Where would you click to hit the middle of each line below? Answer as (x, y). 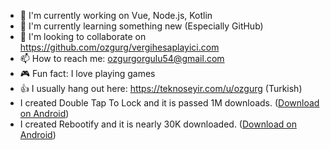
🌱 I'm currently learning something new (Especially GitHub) (141, 26)
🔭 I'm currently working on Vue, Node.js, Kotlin (116, 15)
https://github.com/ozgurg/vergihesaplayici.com (119, 47)
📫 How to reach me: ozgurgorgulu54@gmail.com (122, 58)
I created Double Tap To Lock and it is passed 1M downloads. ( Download (169, 103)
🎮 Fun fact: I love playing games (87, 73)
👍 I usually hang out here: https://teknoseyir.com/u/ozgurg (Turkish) (161, 88)
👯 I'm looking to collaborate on (83, 36)
